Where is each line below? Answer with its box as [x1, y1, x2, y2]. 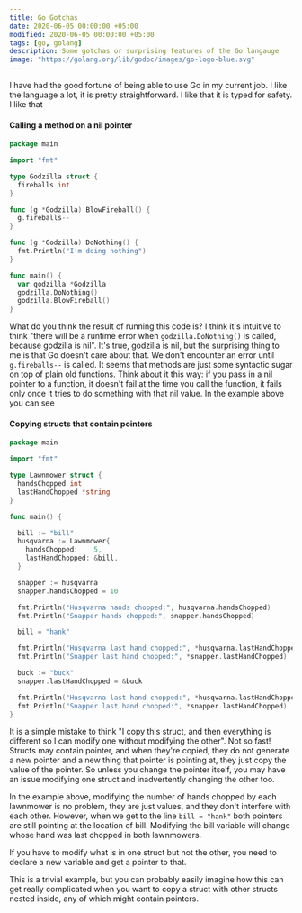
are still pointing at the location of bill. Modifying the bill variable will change [9, 820, 290, 831]
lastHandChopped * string [17, 488, 111, 497]
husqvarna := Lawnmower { [17, 537, 111, 546]
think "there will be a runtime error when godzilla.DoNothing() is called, [9, 331, 277, 342]
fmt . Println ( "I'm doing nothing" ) [17, 247, 147, 256]
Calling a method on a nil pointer [9, 119, 133, 131]
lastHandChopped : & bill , [25, 553, 119, 563]
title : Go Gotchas [9, 13, 78, 23]
